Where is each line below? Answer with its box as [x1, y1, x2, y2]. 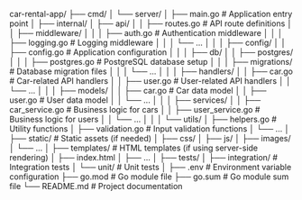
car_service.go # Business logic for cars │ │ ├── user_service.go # [9, 105, 261, 114]
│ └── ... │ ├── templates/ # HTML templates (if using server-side [9, 142, 259, 153]
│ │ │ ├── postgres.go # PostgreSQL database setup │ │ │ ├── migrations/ [9, 57, 293, 67]
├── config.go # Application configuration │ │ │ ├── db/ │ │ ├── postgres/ [9, 47, 294, 58]
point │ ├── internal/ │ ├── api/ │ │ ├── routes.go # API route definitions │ [9, 18, 293, 29]
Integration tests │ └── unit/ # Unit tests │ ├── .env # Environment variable [9, 162, 292, 172]
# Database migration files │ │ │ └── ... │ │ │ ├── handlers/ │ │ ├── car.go [9, 66, 293, 77]
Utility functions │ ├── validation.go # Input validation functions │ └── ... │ [9, 123, 290, 134]
